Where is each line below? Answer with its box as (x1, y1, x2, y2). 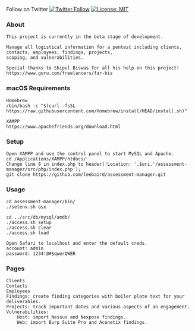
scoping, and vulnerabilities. (6, 55, 84, 61)
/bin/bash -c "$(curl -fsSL (6, 103, 76, 109)
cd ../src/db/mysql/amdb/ (6, 215, 70, 220)
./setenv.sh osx (6, 204, 46, 210)
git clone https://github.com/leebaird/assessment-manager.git (6, 171, 166, 178)
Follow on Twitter (6, 6, 49, 12)
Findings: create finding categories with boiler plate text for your (6, 294, 185, 300)
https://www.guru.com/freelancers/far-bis (6, 70, 113, 77)
